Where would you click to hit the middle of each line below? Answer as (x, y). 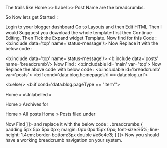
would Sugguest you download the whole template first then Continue (78, 32)
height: (13, 135)
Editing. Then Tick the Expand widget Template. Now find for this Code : (81, 38)
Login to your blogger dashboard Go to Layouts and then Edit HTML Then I (83, 27)
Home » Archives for (27, 104)
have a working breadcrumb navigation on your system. (64, 140)
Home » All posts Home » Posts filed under (50, 114)
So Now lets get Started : (32, 17)
